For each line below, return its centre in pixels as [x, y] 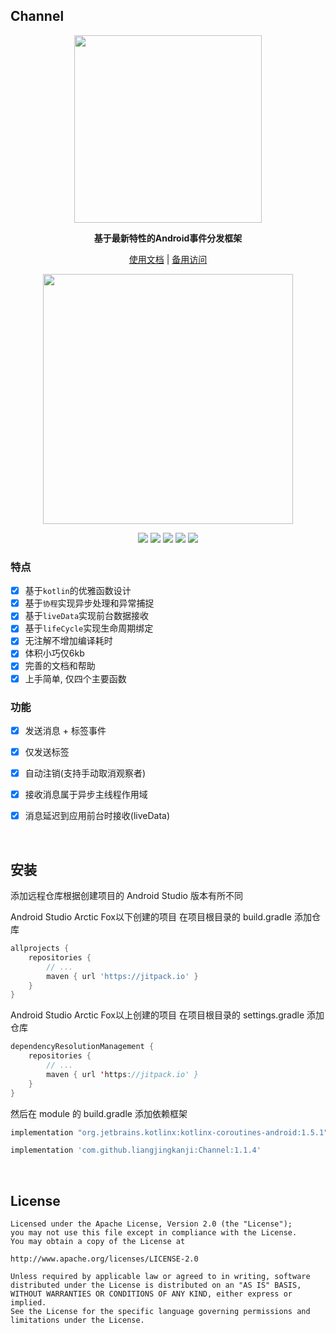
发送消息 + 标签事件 [65, 730]
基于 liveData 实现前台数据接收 [87, 616]
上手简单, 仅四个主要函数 [75, 678]
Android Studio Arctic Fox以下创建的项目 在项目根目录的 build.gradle [151, 917]
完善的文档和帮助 [60, 666]
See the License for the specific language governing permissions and [160, 1312]
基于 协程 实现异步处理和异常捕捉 [89, 603]
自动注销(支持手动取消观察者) [85, 773]
